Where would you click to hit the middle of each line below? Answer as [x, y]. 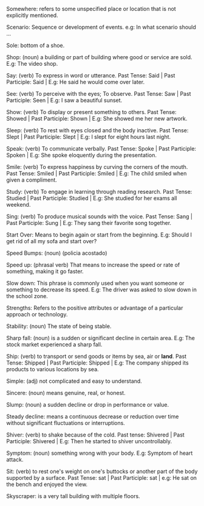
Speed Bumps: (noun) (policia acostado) [57, 253]
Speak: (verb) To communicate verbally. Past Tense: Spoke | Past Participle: [101, 148]
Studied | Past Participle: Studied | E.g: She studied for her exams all [92, 198]
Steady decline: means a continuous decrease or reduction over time [93, 416]
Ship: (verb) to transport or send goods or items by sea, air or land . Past [97, 356]
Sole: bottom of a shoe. [36, 45]
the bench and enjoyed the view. [47, 484]
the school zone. [27, 296]
